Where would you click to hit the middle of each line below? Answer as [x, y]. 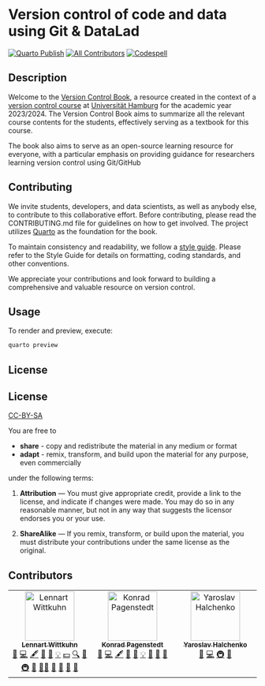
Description [37, 78]
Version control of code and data [118, 15]
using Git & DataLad [74, 31]
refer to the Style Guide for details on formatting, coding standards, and [125, 255]
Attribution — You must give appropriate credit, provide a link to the [131, 494]
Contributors [41, 575]
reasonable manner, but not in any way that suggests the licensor [126, 510]
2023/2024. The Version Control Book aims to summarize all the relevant [127, 114]
